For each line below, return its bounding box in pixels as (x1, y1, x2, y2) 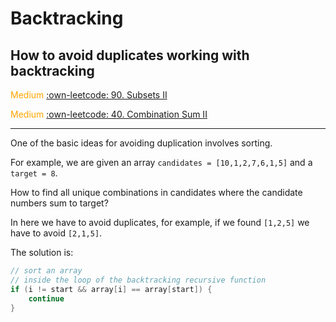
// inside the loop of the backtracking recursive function (10, 275, 267, 285)
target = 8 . (10, 167, 58, 179)
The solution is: (10, 247, 74, 258)
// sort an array (10, 266, 83, 276)
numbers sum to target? (10, 197, 109, 209)
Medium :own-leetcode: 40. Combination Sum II (10, 108, 208, 120)
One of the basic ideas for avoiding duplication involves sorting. (10, 137, 273, 149)
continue (28, 293, 65, 304)
